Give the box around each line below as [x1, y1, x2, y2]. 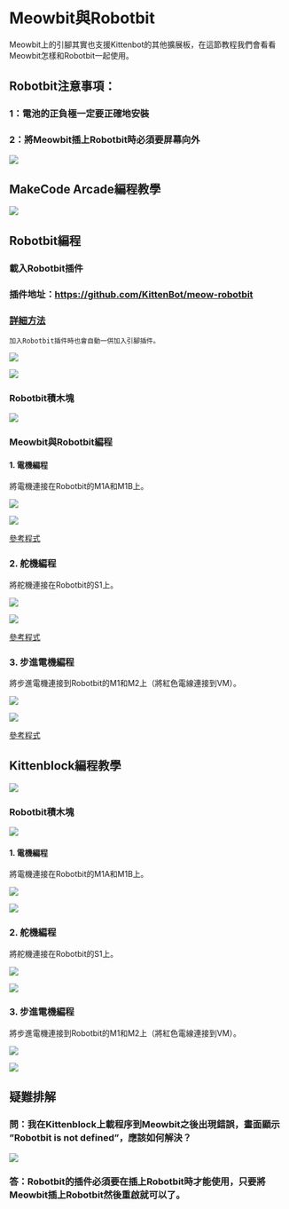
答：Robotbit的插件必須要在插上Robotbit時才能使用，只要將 [9, 1175, 266, 1188]
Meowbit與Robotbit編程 [9, 436, 113, 448]
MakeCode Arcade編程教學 [9, 181, 161, 196]
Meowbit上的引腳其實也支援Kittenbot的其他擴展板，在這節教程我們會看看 [9, 39, 277, 50]
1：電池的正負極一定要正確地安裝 [9, 107, 150, 120]
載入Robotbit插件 [9, 262, 84, 274]
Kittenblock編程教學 [9, 758, 121, 773]
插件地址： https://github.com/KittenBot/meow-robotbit [9, 288, 254, 300]
